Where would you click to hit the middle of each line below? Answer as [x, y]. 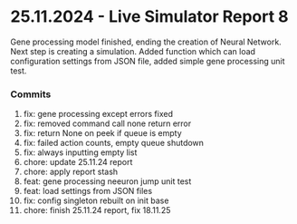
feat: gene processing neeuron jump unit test [107, 181]
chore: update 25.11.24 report [78, 162]
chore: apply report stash [71, 172]
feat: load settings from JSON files [88, 191]
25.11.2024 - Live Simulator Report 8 [149, 17]
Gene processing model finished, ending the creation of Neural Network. [146, 42]
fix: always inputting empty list [80, 152]
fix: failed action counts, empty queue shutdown [114, 143]
